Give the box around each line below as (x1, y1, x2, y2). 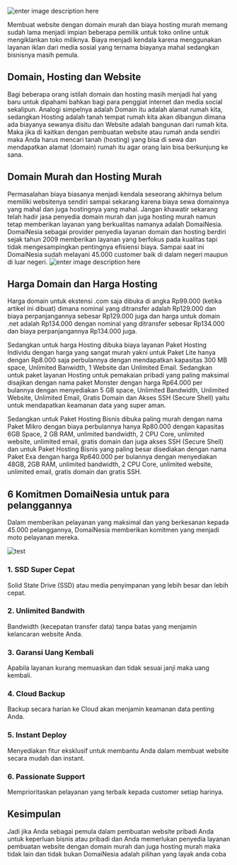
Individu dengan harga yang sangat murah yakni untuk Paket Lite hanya (7, 348, 216, 357)
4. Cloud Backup (7, 689, 66, 699)
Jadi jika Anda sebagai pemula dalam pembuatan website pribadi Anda (7, 827, 214, 835)
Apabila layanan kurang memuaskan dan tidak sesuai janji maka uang (7, 663, 210, 672)
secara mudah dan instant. (7, 754, 85, 762)
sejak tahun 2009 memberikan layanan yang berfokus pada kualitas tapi (7, 235, 218, 243)
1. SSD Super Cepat (7, 565, 76, 575)
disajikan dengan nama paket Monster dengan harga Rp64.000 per (7, 378, 203, 387)
